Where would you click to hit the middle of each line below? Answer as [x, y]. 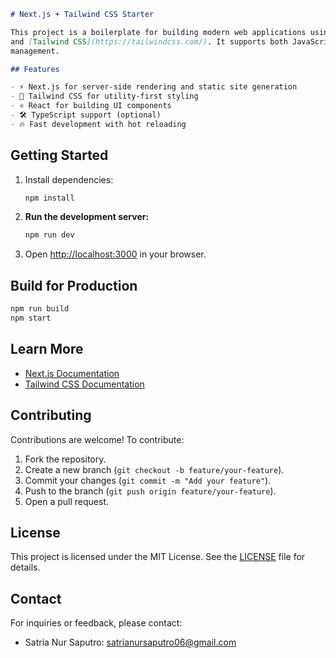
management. [35, 51]
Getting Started [59, 155]
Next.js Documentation [72, 373]
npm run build [40, 309]
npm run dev [49, 235]
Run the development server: [87, 217]
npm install [49, 198]
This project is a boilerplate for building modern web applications [158, 32]
